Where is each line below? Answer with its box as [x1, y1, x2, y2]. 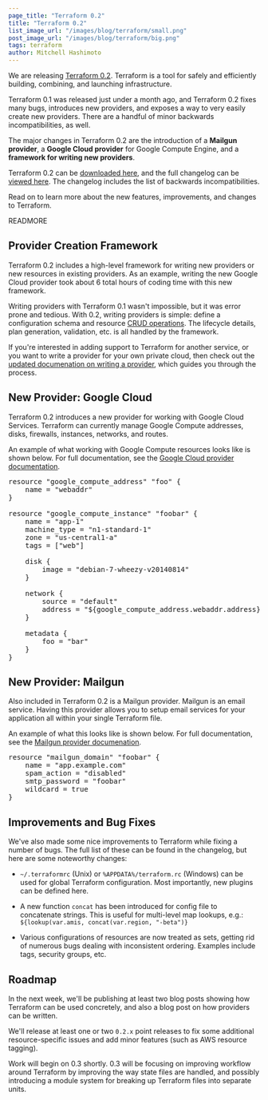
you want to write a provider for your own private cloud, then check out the [8, 351, 255, 360]
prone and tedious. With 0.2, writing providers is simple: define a [8, 309, 221, 320]
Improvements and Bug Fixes [8, 816, 156, 829]
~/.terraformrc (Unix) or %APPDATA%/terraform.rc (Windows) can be [19, 869, 243, 879]
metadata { [25, 629, 68, 637]
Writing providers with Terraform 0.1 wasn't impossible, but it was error [8, 301, 242, 311]
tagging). [8, 1043, 38, 1053]
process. [8, 367, 37, 377]
